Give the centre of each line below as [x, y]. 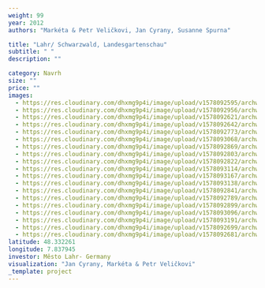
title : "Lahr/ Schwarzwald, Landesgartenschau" [88, 44]
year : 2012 [26, 23]
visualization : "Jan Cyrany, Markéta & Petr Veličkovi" [102, 264]
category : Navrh [35, 73]
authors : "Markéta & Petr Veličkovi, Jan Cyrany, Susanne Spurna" [119, 30]
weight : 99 [26, 15]
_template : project [40, 271]
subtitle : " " [32, 52]
